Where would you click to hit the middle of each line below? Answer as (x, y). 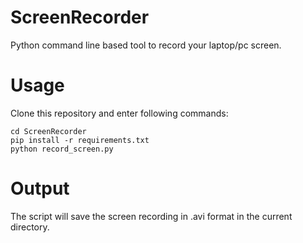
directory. (30, 227)
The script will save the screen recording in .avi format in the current (151, 216)
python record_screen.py (62, 149)
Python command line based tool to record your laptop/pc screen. (146, 45)
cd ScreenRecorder (48, 131)
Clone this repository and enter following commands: (119, 113)
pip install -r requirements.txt (80, 140)
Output (40, 188)
